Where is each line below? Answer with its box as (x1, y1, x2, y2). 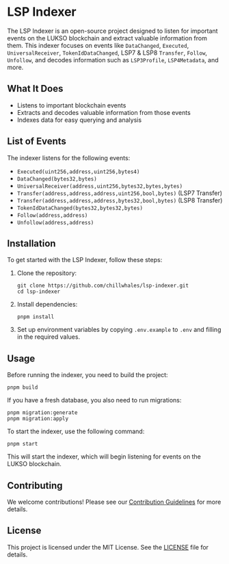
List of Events (7, 136, 67, 147)
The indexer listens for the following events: (7, 153, 131, 162)
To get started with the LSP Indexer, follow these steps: (7, 256, 163, 264)
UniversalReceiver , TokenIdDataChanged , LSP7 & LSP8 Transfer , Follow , (7, 49, 207, 57)
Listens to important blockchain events (16, 101, 126, 110)
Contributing (7, 480, 63, 491)
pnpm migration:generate (7, 409, 78, 416)
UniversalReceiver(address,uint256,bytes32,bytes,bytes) (16, 183, 183, 190)
